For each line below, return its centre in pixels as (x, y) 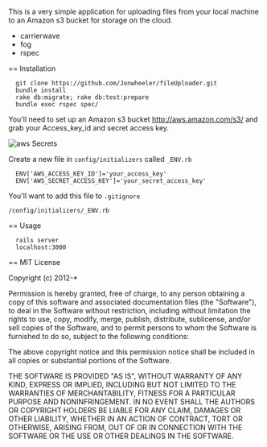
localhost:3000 (41, 247)
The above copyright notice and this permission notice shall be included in (131, 352)
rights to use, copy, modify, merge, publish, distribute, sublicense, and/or (129, 319)
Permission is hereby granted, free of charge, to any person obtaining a (127, 294)
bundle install (41, 90)
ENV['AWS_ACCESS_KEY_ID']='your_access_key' (91, 174)
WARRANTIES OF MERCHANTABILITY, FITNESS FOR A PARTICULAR (122, 393)
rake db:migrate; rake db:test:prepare (82, 97)
